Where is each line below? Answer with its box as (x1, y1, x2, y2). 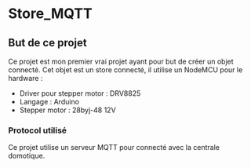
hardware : (8, 74, 43, 82)
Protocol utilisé (8, 125, 67, 136)
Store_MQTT (8, 5, 93, 23)
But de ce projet (8, 36, 88, 49)
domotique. (8, 151, 45, 161)
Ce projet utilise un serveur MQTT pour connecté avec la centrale (8, 143, 220, 152)
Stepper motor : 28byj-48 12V (19, 105, 116, 115)
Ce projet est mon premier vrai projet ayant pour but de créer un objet (8, 57, 234, 66)
